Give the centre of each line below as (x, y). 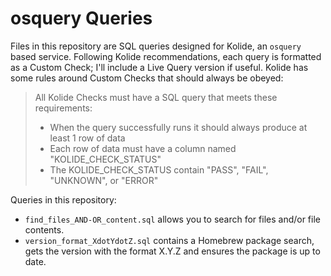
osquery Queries (81, 18)
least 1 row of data (87, 138)
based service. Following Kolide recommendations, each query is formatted (166, 56)
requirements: (63, 108)
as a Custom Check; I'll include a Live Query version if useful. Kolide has (159, 67)
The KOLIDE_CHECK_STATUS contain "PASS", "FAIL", (159, 169)
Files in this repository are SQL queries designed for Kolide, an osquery (156, 46)
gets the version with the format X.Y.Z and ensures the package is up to (172, 251)
